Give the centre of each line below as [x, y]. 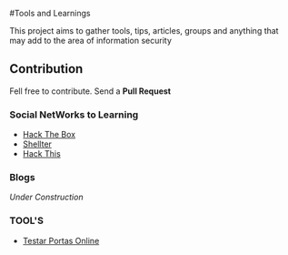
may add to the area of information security [91, 41]
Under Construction [46, 197]
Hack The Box [49, 135]
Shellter [37, 144]
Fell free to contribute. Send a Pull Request [90, 91]
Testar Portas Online [61, 240]
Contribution [46, 69]
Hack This [41, 154]
